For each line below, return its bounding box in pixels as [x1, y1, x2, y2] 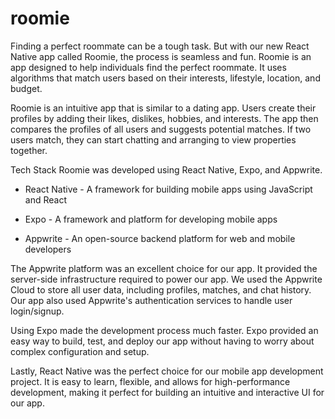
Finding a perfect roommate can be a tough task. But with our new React [10, 40, 310, 52]
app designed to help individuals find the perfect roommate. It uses [10, 61, 287, 73]
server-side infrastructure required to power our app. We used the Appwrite [10, 273, 323, 285]
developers [24, 243, 72, 255]
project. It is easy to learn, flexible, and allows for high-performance [10, 375, 291, 387]
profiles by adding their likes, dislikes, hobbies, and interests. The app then [10, 112, 319, 124]
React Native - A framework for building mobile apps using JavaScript [24, 183, 313, 195]
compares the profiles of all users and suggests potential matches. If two [10, 123, 312, 135]
